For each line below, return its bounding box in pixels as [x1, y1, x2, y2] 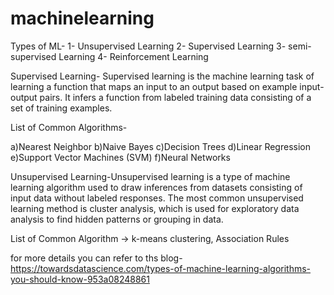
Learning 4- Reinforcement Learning [58, 50, 209, 62]
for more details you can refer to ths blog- [10, 252, 183, 264]
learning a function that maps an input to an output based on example [10, 80, 298, 92]
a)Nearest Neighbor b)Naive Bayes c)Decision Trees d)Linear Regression [10, 140, 311, 152]
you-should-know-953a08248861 [10, 273, 150, 285]
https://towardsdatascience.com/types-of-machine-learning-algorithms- [10, 262, 312, 274]
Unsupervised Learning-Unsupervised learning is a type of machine [10, 170, 291, 182]
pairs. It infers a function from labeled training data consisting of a [39, 91, 312, 103]
